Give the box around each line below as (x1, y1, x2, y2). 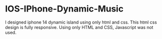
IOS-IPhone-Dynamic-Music (5, 3, 124, 14)
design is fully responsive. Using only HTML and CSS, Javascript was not (5, 24, 154, 30)
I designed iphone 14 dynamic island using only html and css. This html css (5, 19, 157, 25)
